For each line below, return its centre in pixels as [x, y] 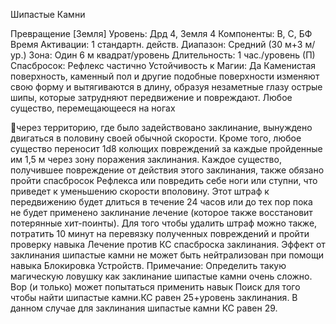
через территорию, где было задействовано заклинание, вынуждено [164, 127]
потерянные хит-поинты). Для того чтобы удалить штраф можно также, [164, 223]
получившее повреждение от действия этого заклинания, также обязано [167, 170]
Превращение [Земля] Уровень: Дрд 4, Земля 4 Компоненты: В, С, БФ [161, 33]
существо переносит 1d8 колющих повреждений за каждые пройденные [166, 148]
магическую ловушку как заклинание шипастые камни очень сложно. [161, 276]
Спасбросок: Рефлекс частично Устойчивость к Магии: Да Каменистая [163, 65]
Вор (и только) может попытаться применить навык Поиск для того [155, 287]
